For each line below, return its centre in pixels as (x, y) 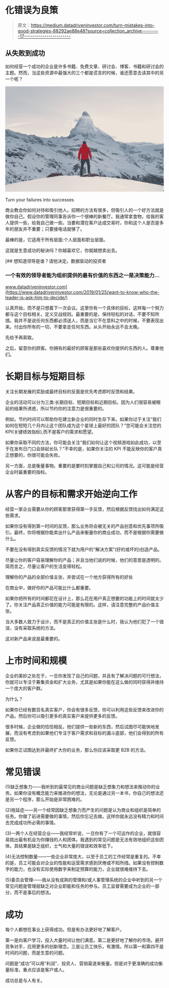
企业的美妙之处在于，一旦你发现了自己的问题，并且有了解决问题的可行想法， (84, 676)
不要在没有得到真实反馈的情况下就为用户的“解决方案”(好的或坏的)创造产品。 (84, 549)
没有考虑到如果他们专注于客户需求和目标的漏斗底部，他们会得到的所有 (91, 733)
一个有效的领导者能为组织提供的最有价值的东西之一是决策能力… (82, 276)
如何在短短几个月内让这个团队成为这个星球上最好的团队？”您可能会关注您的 (83, 425)
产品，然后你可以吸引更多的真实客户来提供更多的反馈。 (62, 716)
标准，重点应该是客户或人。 (38, 970)
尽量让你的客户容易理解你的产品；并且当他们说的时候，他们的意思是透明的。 (84, 560)
